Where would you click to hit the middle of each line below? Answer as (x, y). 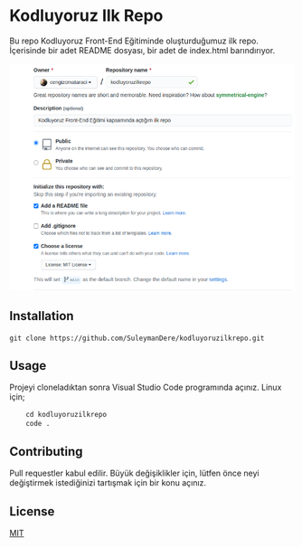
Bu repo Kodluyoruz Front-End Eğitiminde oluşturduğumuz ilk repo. (134, 41)
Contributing (46, 452)
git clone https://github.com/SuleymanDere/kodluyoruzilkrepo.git (137, 338)
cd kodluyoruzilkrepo (66, 415)
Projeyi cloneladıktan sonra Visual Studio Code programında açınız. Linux (146, 387)
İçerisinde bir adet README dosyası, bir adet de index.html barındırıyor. (142, 50)
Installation (42, 316)
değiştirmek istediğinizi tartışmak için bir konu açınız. (108, 483)
